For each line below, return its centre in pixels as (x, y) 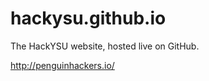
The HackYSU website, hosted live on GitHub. (105, 46)
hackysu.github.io (88, 18)
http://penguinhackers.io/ (62, 65)
